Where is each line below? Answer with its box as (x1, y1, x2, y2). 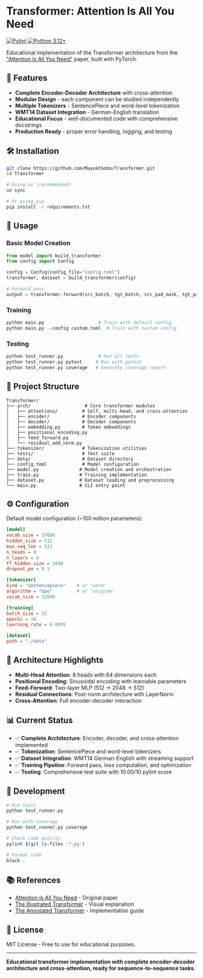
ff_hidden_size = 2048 (6, 560, 63, 566)
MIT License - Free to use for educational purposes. (6, 941, 136, 948)
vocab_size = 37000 (6, 532, 56, 538)
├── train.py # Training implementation (6, 472, 147, 478)
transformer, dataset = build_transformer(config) (6, 275, 137, 281)
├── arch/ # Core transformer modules (6, 403, 155, 409)
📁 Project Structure (6, 381, 80, 392)
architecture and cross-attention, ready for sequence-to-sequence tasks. (6, 965, 196, 972)
